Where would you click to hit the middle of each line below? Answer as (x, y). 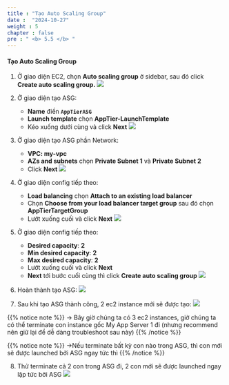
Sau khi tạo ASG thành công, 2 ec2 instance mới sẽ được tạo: (104, 304)
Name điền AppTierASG (59, 112)
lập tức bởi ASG (39, 375)
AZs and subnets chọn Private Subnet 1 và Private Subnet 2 (114, 161)
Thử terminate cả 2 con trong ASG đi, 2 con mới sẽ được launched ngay (119, 366)
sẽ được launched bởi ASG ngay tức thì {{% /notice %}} (86, 353)
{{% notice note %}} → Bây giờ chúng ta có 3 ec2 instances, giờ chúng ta (112, 317)
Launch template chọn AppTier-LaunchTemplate (98, 119)
